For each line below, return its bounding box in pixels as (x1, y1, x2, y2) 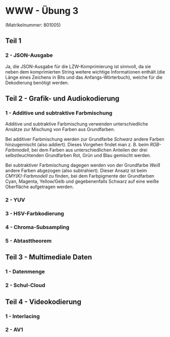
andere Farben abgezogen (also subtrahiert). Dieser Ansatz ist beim (5, 167, 147, 174)
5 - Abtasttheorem (5, 238, 52, 244)
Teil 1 (5, 37, 22, 45)
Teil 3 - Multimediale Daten (5, 253, 92, 261)
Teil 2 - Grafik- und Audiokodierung (5, 94, 120, 103)
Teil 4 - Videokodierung (5, 297, 82, 306)
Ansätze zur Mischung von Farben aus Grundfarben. (5, 126, 115, 132)
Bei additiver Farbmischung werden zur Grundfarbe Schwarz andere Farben (5, 136, 164, 142)
